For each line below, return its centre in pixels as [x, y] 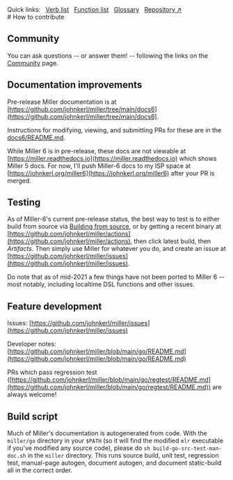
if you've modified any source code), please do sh [79, 448]
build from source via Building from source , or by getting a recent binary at [114, 226]
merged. [19, 180]
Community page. [33, 63]
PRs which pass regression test [52, 372]
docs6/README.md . [37, 137]
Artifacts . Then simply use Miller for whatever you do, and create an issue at [116, 249]
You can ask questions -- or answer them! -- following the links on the [108, 55]
